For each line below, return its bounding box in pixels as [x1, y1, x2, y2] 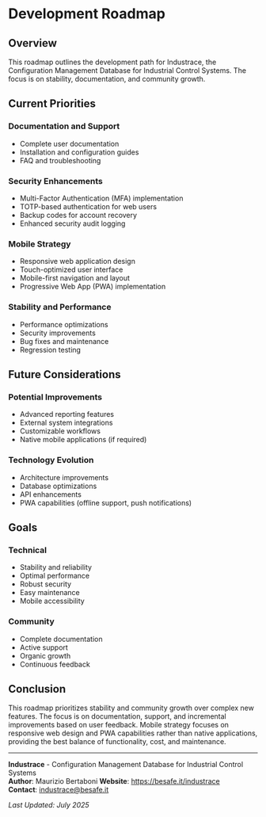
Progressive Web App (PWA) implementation [19, 282, 166, 292]
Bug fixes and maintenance [19, 336, 109, 346]
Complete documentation [19, 634, 103, 643]
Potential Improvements [8, 391, 103, 403]
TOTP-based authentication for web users [19, 201, 157, 211]
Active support [19, 643, 69, 652]
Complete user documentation [19, 139, 120, 148]
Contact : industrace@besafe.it [8, 785, 109, 795]
